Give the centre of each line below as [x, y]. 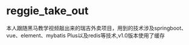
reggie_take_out [47, 11]
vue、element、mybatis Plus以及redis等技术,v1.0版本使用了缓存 [85, 35]
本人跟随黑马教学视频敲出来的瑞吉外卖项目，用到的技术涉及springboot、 [97, 28]
